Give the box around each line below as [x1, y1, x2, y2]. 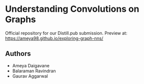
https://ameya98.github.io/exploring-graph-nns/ [5, 35, 103, 41]
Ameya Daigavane [12, 62, 49, 68]
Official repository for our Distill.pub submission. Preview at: [5, 30, 128, 36]
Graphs [5, 14, 36, 25]
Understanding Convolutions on [5, 3, 140, 15]
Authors [5, 50, 31, 58]
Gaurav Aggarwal [12, 73, 48, 79]
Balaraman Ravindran [12, 68, 56, 74]
